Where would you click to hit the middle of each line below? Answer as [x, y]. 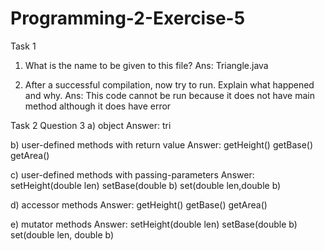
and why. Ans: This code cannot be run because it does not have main [169, 95]
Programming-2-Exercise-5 [128, 18]
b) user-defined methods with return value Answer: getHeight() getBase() [162, 144]
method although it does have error [98, 106]
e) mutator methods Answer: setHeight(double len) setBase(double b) [154, 224]
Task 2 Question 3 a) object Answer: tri [91, 125]
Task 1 [23, 46]
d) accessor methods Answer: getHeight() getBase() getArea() [139, 204]
